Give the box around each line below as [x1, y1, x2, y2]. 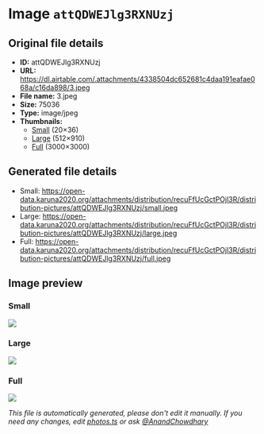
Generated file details [8, 165, 117, 179]
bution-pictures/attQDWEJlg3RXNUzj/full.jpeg [19, 254, 171, 263]
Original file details [8, 37, 104, 50]
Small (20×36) [31, 125, 79, 134]
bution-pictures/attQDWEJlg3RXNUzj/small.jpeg [19, 203, 178, 212]
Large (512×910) [31, 134, 86, 143]
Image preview [8, 277, 83, 290]
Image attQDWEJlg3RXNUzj [8, 5, 174, 23]
